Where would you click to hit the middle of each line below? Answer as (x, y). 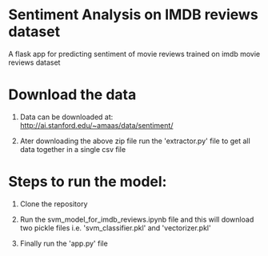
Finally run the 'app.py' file (64, 243)
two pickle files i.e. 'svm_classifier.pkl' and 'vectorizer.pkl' (115, 228)
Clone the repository (54, 204)
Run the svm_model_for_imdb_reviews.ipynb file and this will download (137, 219)
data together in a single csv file (73, 149)
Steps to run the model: (88, 182)
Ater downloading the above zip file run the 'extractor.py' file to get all (135, 141)
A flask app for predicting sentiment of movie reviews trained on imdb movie (134, 54)
